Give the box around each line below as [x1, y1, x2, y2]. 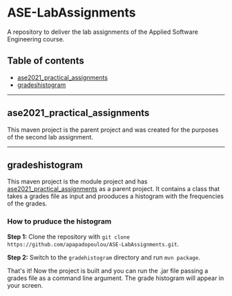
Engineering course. [7, 34, 65, 43]
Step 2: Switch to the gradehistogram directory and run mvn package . [7, 253, 200, 262]
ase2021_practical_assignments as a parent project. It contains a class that [7, 185, 220, 193]
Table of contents [7, 55, 84, 67]
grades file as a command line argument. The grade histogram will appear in [7, 274, 224, 282]
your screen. [7, 281, 43, 289]
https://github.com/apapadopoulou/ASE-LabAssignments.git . [7, 239, 180, 248]
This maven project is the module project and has [7, 177, 148, 186]
